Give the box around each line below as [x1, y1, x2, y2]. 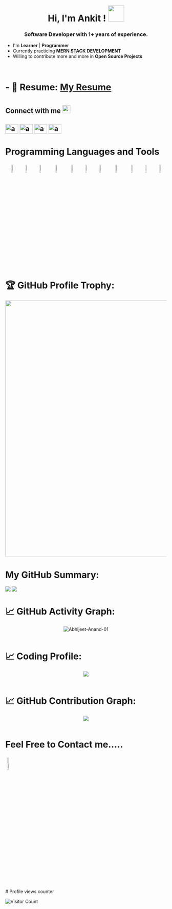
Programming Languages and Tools [5, 146, 160, 157]
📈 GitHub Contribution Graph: [5, 695, 136, 707]
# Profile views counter [5, 888, 55, 895]
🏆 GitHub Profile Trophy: [5, 280, 115, 291]
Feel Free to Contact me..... [5, 739, 123, 750]
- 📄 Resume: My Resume [5, 81, 112, 93]
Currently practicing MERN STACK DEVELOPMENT [12, 48, 121, 54]
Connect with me [5, 106, 61, 115]
